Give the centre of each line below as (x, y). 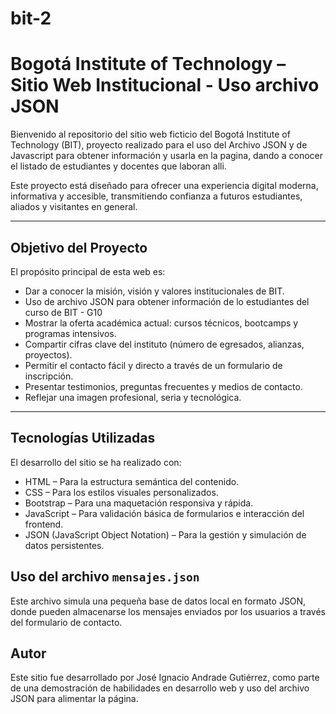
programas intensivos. (70, 333)
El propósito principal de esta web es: (88, 271)
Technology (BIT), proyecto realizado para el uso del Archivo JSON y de (159, 145)
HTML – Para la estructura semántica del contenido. (132, 481)
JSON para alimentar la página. (74, 699)
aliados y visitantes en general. (74, 207)
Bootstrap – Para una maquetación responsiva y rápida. (139, 503)
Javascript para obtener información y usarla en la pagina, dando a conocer (166, 156)
